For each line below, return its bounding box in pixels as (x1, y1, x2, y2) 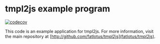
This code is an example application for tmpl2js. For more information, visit (5, 28, 154, 34)
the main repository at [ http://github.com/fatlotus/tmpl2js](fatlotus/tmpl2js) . (5, 33, 156, 39)
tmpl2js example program (5, 3, 110, 14)
